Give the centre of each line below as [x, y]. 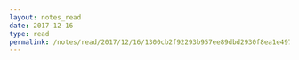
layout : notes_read [45, 17]
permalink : [29, 42]
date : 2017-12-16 [41, 26]
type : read [29, 34]
